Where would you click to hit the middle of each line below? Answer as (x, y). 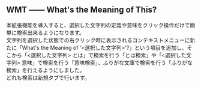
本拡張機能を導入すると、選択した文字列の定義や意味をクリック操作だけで (98, 25)
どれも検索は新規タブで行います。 (48, 77)
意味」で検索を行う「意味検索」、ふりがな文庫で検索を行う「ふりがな (107, 62)
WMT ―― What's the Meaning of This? (82, 10)
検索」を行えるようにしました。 (46, 70)
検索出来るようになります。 (51, 32)
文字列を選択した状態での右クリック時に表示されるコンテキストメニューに (98, 40)
